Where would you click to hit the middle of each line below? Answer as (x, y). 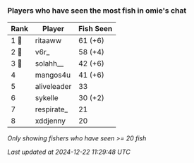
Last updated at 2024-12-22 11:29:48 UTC (69, 152)
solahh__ (49, 64)
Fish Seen (96, 29)
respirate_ (51, 109)
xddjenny (50, 121)
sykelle (47, 98)
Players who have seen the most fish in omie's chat (97, 11)
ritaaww (48, 41)
